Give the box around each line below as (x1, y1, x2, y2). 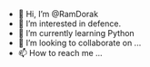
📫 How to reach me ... (17, 48, 103, 58)
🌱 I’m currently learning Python (17, 28, 135, 38)
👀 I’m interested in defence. (17, 18, 121, 29)
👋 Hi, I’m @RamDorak (17, 9, 98, 19)
